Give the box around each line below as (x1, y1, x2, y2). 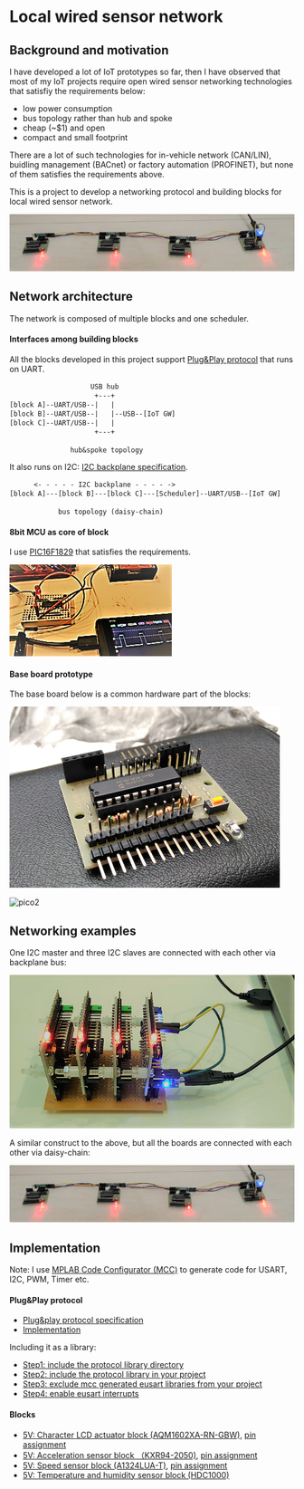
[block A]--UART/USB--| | (9, 400, 116, 409)
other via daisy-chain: (9, 1148, 90, 1158)
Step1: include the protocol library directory (22, 1359, 184, 1370)
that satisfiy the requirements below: (9, 86, 147, 96)
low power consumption (22, 103, 113, 114)
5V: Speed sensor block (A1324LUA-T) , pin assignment (22, 1460, 228, 1471)
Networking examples (9, 923, 137, 938)
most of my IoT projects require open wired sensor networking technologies (9, 76, 292, 87)
